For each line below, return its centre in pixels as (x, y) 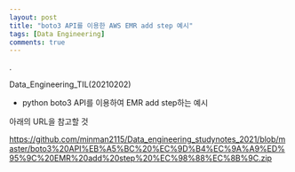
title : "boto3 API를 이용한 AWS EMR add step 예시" (101, 26)
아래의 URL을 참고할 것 (49, 121)
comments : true (37, 42)
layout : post (33, 17)
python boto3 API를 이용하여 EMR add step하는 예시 (115, 103)
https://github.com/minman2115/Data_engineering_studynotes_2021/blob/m (147, 139)
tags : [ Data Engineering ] (57, 34)
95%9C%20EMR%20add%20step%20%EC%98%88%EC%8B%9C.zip (141, 158)
